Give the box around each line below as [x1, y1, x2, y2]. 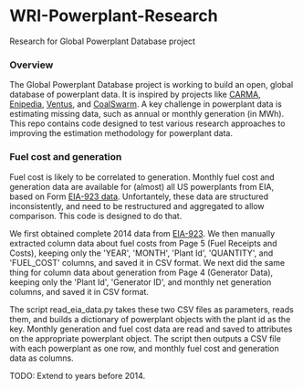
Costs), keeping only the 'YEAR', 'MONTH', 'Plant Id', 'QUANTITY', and [9, 248, 274, 258]
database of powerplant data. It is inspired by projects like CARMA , [9, 89, 262, 100]
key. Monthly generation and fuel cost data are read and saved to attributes [9, 323, 293, 334]
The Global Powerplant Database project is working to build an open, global [9, 79, 294, 90]
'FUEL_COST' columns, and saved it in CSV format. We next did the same [9, 257, 286, 268]
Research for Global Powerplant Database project [9, 36, 196, 47]
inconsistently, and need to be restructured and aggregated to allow [9, 200, 265, 211]
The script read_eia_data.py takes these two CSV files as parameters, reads [9, 303, 294, 315]
